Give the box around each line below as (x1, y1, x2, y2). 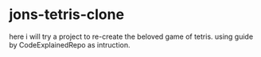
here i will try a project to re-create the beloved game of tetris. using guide (9, 32, 254, 41)
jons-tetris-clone (9, 6, 125, 24)
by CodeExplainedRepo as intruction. (9, 40, 130, 49)
